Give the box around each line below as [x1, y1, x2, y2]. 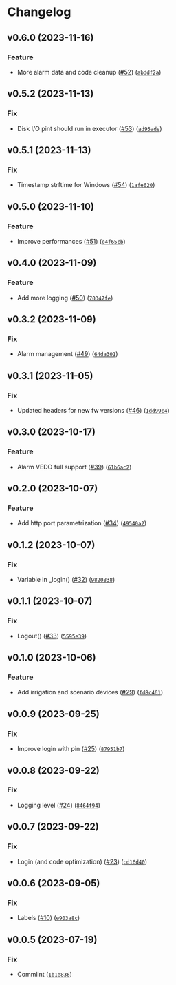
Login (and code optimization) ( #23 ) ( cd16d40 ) [16, 857, 148, 866]
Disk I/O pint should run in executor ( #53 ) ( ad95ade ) [16, 124, 163, 133]
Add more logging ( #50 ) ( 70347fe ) [16, 293, 113, 302]
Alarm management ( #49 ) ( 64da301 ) [16, 350, 118, 358]
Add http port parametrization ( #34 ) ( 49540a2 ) [16, 519, 147, 527]
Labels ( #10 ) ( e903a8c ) [16, 914, 80, 922]
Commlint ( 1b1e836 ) [16, 970, 72, 978]
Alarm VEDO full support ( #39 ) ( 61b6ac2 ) [16, 462, 132, 471]
